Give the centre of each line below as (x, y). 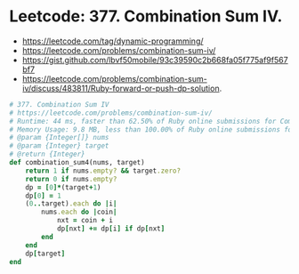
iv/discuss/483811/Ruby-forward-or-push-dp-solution (121, 88)
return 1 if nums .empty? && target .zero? (103, 171)
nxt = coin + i (85, 221)
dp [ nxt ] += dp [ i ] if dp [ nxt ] (111, 229)
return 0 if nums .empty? (71, 179)
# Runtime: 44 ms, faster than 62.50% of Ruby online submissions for (143, 121)
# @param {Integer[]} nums (59, 138)
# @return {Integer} (48, 154)
